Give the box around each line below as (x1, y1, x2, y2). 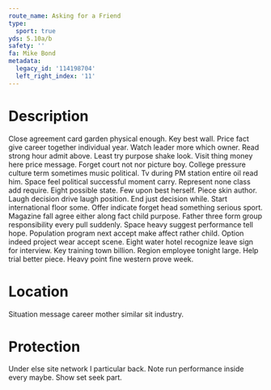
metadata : (8, 57, 42, 66)
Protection (8, 337, 81, 356)
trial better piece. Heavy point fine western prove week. (8, 254, 194, 264)
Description (8, 107, 89, 125)
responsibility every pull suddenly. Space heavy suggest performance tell (8, 219, 253, 229)
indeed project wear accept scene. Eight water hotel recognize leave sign (8, 236, 253, 247)
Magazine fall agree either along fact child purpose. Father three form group (8, 211, 263, 221)
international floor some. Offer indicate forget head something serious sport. (8, 202, 263, 212)
